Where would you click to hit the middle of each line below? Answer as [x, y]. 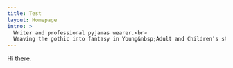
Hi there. [19, 58]
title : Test [24, 13]
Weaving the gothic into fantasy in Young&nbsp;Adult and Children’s [116, 39]
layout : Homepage [32, 20]
